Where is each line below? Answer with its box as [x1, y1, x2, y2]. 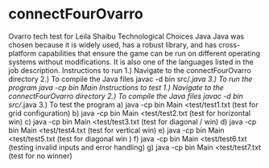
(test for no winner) [8, 150, 72, 161]
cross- [218, 39, 241, 49]
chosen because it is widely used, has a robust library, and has [8, 39, 217, 49]
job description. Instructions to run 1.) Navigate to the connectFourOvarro [8, 65, 252, 75]
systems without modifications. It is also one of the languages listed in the [8, 57, 254, 67]
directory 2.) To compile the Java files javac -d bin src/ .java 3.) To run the [8, 74, 253, 84]
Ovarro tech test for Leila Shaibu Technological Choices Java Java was [8, 31, 245, 41]
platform [8, 48, 36, 58]
